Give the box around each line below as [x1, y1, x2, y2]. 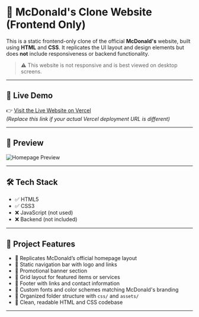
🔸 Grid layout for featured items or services [14, 274, 120, 281]
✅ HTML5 [14, 196, 39, 203]
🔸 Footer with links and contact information [14, 280, 120, 287]
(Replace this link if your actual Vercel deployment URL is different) [6, 115, 171, 122]
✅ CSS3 [14, 203, 35, 210]
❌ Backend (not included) [14, 216, 78, 223]
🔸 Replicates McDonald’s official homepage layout [14, 255, 137, 262]
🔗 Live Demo [6, 91, 53, 101]
